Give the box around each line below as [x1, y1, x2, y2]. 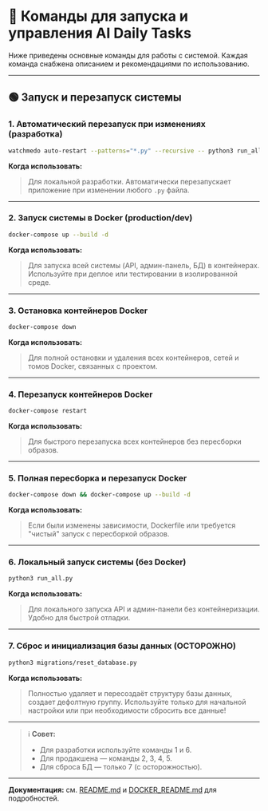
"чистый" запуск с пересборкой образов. [27, 529, 170, 539]
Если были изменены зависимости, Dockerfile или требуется [27, 520, 236, 530]
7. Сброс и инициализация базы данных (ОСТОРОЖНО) [8, 640, 237, 651]
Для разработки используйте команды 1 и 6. [39, 745, 192, 754]
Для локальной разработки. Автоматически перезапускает [27, 176, 231, 186]
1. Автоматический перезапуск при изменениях [8, 119, 206, 130]
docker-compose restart [8, 407, 88, 415]
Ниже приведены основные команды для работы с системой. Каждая [8, 50, 249, 60]
